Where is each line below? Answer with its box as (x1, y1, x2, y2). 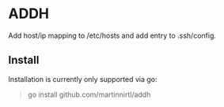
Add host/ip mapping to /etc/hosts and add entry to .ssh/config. (8, 31, 216, 40)
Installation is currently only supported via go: (8, 74, 158, 83)
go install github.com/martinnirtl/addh (27, 90, 151, 99)
